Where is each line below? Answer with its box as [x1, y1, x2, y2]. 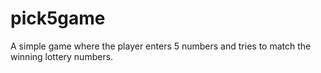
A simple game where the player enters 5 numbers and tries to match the [10, 40, 312, 52]
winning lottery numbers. [10, 50, 114, 62]
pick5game [10, 7, 106, 30]
